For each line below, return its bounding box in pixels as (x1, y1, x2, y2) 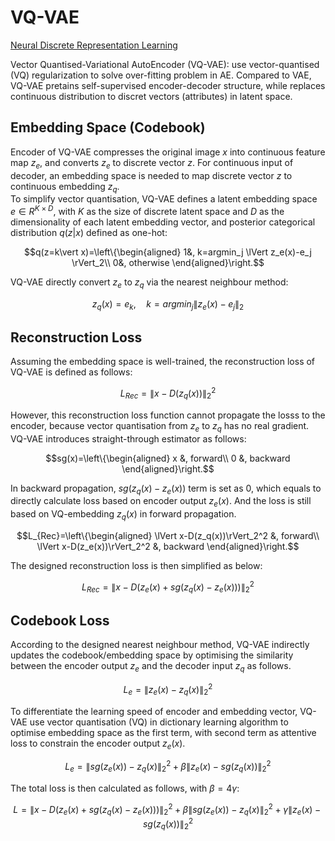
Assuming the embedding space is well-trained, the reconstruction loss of (10, 356, 316, 368)
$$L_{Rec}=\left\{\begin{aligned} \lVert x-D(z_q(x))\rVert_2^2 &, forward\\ (16, 530, 320, 542)
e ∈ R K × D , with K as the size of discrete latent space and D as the (10, 204, 285, 217)
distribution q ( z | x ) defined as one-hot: (10, 227, 168, 238)
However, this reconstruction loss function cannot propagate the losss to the (10, 409, 326, 421)
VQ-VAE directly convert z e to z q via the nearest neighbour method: (10, 276, 289, 290)
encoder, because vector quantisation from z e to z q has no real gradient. (10, 419, 310, 434)
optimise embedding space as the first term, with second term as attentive (10, 726, 317, 738)
